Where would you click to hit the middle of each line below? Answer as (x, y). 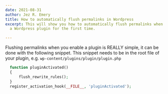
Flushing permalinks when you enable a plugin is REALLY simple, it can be (82, 48)
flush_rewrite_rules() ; (44, 77)
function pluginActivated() (39, 68)
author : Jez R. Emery (28, 15)
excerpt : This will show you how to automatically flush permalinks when (84, 24)
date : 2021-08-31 (23, 10)
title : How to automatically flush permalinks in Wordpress (70, 19)
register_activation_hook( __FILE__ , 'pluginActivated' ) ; (71, 86)
